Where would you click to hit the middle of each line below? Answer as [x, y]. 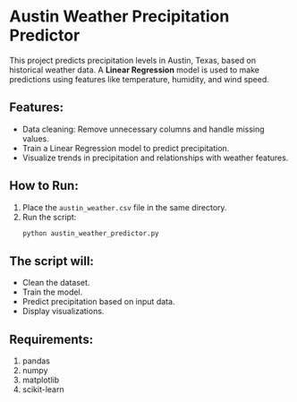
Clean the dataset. [56, 283]
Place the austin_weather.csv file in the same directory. [124, 207]
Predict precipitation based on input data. [98, 302]
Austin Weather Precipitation [119, 17]
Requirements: [51, 339]
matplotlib [41, 380]
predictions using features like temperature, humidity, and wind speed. [140, 79]
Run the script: [49, 217]
